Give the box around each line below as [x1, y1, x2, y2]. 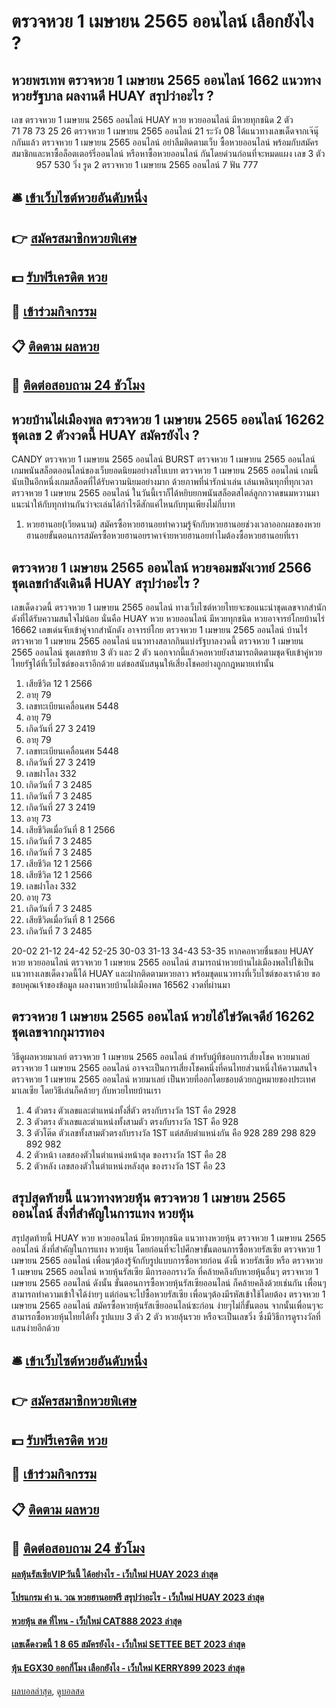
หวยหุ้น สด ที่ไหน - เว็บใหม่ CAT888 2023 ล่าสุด [11, 1615, 183, 1627]
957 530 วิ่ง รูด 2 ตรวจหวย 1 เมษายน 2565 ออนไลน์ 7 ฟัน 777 [35, 159, 259, 170]
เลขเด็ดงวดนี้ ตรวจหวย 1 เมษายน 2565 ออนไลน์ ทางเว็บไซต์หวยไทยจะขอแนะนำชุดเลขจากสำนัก [11, 601, 327, 613]
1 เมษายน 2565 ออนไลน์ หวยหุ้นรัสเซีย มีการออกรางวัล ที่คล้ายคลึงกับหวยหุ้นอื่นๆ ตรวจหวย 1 [11, 1265, 319, 1277]
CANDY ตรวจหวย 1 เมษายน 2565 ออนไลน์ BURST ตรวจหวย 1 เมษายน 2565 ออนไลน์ [11, 453, 316, 465]
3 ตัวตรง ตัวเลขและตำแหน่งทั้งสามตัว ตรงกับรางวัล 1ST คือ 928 [25, 1115, 239, 1127]
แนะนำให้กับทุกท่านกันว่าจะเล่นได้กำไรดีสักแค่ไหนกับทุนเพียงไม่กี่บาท [11, 498, 236, 510]
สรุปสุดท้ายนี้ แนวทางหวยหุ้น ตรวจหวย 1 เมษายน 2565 [11, 1190, 286, 1207]
